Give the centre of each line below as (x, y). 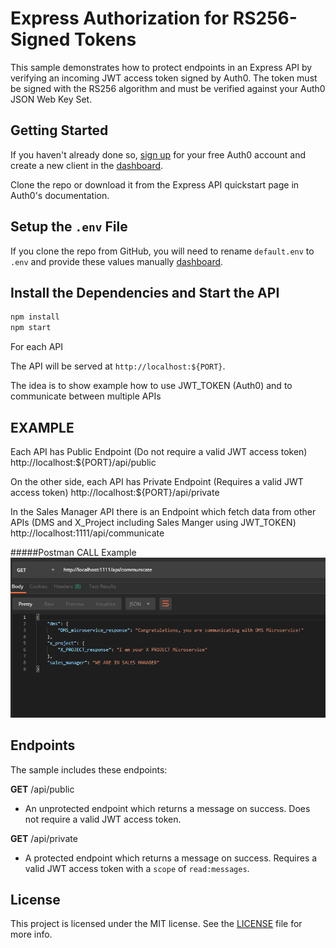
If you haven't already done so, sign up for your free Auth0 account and (158, 154)
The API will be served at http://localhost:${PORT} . (118, 366)
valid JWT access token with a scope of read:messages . (137, 868)
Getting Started (59, 130)
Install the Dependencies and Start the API (145, 292)
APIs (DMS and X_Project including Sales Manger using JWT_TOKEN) (153, 522)
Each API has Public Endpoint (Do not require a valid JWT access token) (159, 451)
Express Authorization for (120, 18)
